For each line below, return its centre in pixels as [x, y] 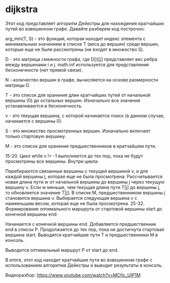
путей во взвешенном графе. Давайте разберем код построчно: [75, 28]
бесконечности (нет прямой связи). [44, 70]
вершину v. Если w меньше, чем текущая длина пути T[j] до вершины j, [83, 187]
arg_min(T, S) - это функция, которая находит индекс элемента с [76, 39]
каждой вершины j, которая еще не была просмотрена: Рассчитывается [84, 176]
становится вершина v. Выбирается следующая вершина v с [71, 198]
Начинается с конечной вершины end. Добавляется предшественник [81, 224]
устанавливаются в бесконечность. [44, 105]
